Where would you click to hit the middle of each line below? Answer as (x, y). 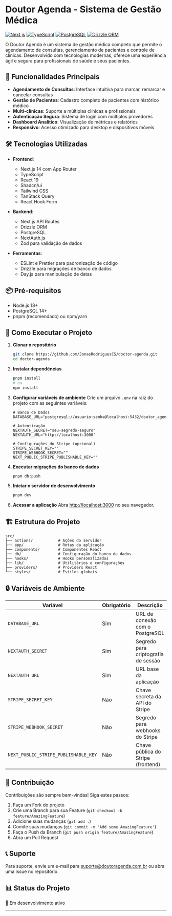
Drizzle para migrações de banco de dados (66, 268)
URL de (144, 614)
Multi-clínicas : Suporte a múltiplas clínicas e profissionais (74, 111)
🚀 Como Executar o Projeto (49, 332)
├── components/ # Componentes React (53, 550)
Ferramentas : (27, 253)
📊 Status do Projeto (38, 888)
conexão (146, 620)
